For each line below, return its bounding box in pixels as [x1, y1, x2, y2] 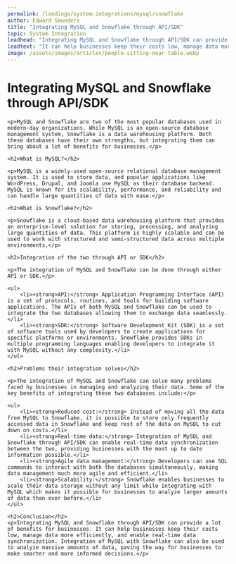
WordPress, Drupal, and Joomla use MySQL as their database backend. [7, 180, 216, 187]
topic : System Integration [7, 30, 86, 37]
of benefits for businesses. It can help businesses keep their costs [7, 525, 218, 532]
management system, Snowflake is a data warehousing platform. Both [7, 130, 212, 137]
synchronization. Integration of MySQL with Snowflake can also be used [7, 537, 225, 545]
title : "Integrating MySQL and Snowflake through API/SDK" [7, 23, 184, 30]
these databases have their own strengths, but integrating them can [7, 137, 216, 144]
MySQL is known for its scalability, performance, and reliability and [7, 186, 221, 193]
